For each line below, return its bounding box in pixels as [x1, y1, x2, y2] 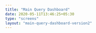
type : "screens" [5, 16, 39, 21]
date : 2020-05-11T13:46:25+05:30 [5, 12, 75, 16]
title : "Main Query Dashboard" [5, 7, 70, 12]
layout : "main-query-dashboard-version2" [5, 20, 93, 26]
